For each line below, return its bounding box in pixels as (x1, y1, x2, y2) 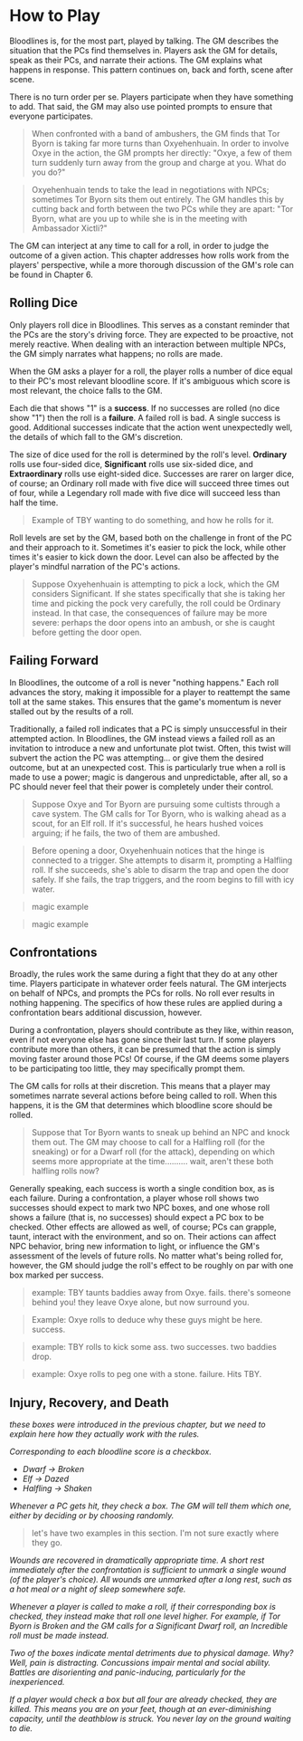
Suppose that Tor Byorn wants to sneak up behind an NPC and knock (31, 1127, 290, 1138)
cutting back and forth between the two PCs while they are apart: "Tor (31, 203, 294, 214)
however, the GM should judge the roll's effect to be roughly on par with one (9, 1260, 294, 1271)
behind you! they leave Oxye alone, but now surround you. (31, 1296, 251, 1308)
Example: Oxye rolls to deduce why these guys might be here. (31, 1315, 263, 1325)
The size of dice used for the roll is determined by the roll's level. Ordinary (9, 449, 288, 460)
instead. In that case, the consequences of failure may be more (31, 607, 268, 618)
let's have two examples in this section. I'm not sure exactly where (31, 1527, 279, 1539)
